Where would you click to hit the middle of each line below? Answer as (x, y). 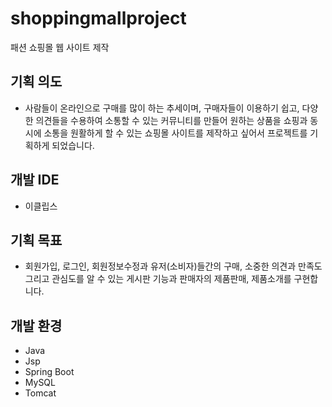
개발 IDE (35, 180)
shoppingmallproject (98, 18)
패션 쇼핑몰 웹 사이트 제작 (60, 47)
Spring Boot (49, 372)
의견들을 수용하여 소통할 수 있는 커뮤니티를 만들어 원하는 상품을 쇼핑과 (171, 120)
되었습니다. (73, 145)
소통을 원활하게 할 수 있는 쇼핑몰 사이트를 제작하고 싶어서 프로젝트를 (175, 133)
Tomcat (40, 393)
